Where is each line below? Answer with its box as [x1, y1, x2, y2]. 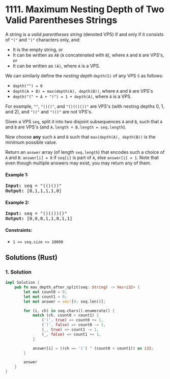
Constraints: [5, 227, 33, 233]
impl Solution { [5, 280, 40, 285]
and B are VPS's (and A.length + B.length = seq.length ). [5, 124, 126, 130]
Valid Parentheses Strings [5, 14, 118, 26]
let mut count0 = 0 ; [23, 289, 67, 294]
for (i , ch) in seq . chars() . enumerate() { [23, 308, 115, 313]
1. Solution [5, 268, 32, 276]
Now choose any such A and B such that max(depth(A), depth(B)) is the [5, 133, 156, 140]
